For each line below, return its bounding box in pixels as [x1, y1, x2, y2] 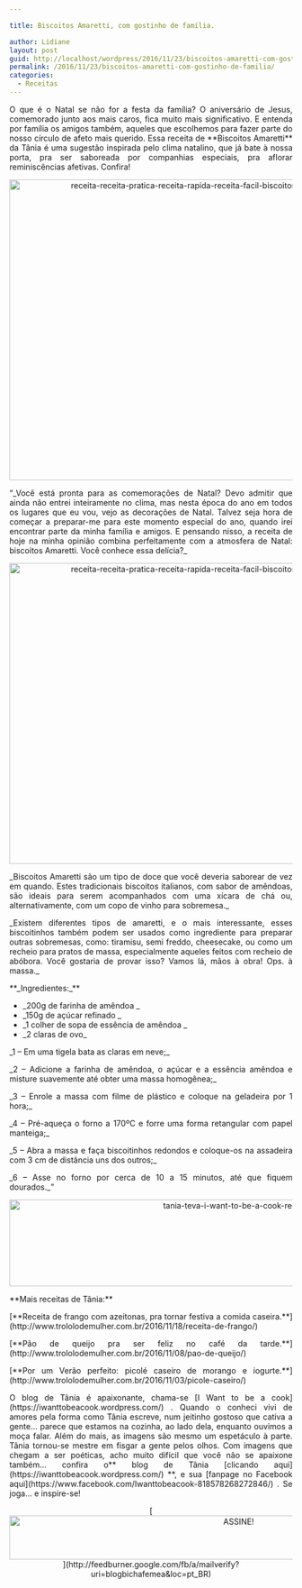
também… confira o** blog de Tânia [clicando [9, 1459, 259, 1470]
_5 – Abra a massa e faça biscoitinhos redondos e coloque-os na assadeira [9, 1145, 293, 1155]
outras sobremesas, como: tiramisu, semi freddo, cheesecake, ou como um [9, 936, 293, 947]
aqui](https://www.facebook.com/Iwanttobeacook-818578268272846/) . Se [9, 1478, 293, 1489]
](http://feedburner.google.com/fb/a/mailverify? [62, 1558, 240, 1569]
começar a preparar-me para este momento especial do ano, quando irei [9, 516, 293, 527]
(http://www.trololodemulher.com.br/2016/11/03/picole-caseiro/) [9, 1374, 247, 1385]
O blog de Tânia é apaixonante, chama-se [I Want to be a [9, 1392, 266, 1402]
